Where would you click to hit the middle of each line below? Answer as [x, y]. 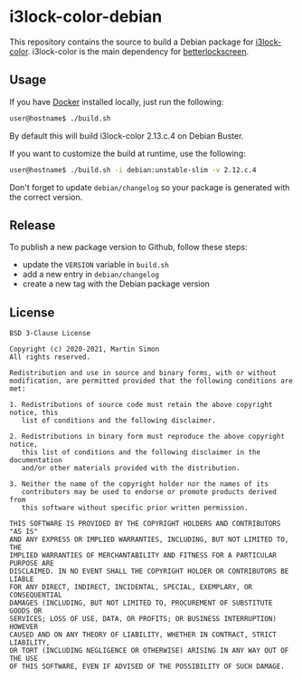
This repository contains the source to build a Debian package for [132, 42]
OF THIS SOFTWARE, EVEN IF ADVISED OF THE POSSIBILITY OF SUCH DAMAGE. [147, 667]
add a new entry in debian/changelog [91, 275]
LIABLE [22, 579]
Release [33, 225]
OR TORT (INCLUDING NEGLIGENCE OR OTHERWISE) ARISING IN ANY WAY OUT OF [149, 651]
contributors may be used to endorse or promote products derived [149, 492]
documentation [36, 461]
